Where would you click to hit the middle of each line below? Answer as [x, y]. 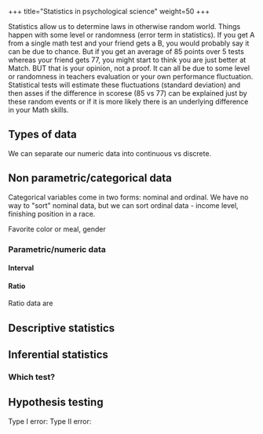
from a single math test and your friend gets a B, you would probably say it [129, 43]
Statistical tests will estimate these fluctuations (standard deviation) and [124, 85]
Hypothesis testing [56, 402]
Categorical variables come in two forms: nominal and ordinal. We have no [128, 197]
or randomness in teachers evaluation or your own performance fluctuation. [131, 77]
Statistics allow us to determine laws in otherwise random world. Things [124, 26]
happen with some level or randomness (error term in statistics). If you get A [131, 35]
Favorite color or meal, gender [57, 229]
